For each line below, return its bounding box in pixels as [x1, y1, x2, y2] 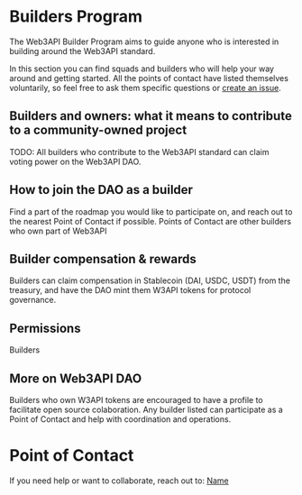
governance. [9, 295, 57, 306]
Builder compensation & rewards [9, 251, 197, 267]
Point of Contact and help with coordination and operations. [9, 414, 232, 425]
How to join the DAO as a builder [9, 182, 194, 197]
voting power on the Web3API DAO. [9, 156, 142, 167]
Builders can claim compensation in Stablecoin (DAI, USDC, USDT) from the [9, 275, 291, 286]
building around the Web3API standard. [9, 45, 156, 56]
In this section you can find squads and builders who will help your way [9, 63, 275, 74]
